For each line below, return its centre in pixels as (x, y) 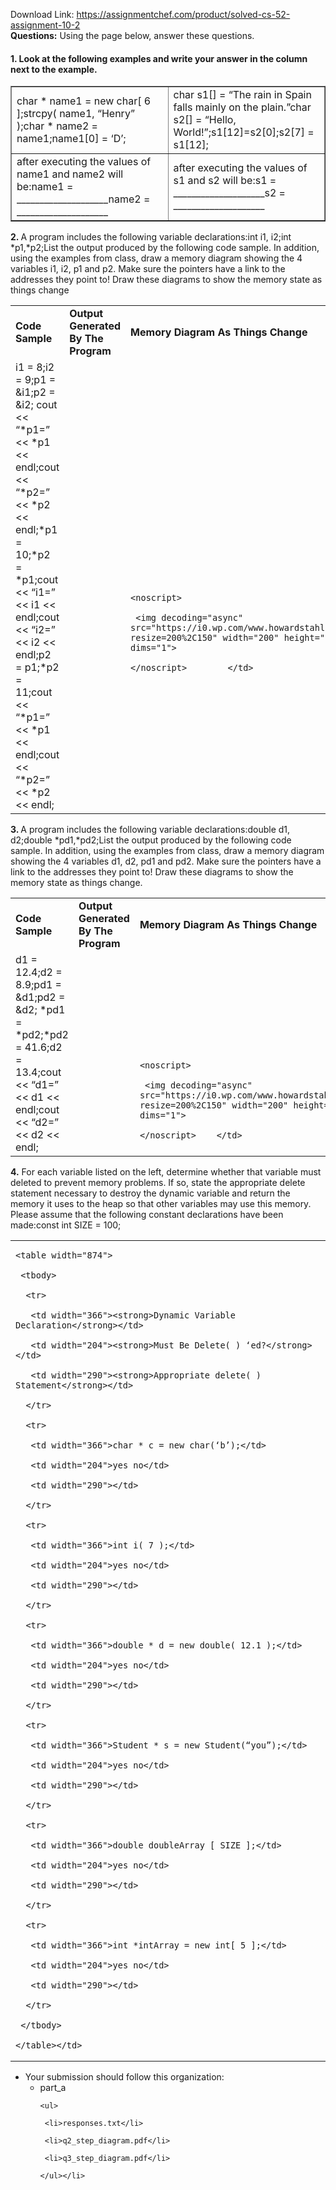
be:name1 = (45, 187)
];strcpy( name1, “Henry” (75, 114)
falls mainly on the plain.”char (242, 107)
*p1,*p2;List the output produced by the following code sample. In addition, (165, 248)
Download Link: (42, 14)
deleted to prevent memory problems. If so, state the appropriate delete (158, 1183)
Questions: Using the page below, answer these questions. (132, 35)
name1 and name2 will (70, 174)
